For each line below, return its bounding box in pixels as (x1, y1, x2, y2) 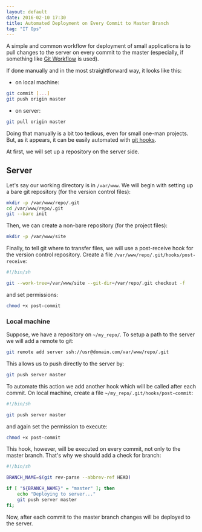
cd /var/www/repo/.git (6, 205, 64, 211)
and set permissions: (6, 291, 59, 298)
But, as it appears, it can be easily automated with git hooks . (6, 136, 157, 143)
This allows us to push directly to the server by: (6, 360, 125, 367)
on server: (15, 107, 41, 114)
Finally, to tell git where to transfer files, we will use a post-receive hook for (6, 245, 194, 252)
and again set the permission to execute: (6, 422, 108, 430)
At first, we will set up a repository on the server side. (6, 148, 140, 155)
